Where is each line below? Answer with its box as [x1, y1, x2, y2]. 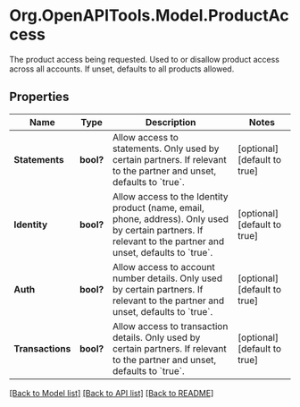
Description [145, 115, 196, 128]
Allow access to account [112, 260, 216, 273]
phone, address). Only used [112, 212, 229, 225]
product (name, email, [112, 201, 204, 214]
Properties [9, 89, 70, 105]
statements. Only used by [112, 142, 220, 155]
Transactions [13, 342, 71, 354]
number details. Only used [112, 272, 223, 284]
